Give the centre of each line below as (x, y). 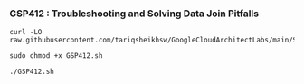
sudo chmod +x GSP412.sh (56, 56)
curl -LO (26, 33)
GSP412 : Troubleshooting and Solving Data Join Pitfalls (134, 14)
